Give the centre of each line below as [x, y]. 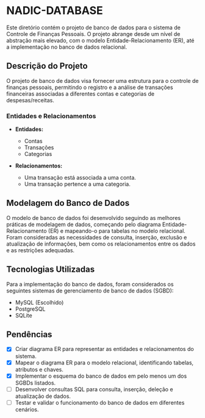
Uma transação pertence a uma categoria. [77, 184]
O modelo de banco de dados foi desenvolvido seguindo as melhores [94, 218]
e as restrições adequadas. [41, 250]
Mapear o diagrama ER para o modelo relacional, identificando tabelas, [104, 363]
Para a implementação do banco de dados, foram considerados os [90, 284]
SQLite [23, 315]
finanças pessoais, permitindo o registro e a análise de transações [90, 87]
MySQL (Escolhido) [39, 302]
